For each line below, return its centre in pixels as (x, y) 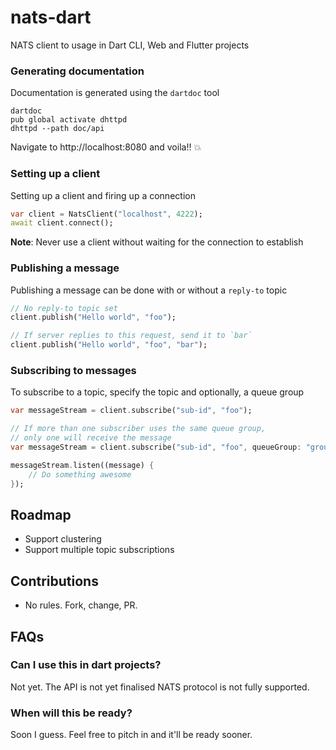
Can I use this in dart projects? (86, 665)
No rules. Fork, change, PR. (81, 605)
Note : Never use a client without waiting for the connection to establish (157, 242)
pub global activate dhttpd (69, 120)
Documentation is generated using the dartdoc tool (115, 93)
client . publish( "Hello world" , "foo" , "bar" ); (109, 345)
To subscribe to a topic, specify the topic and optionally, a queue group (157, 392)
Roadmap (41, 514)
